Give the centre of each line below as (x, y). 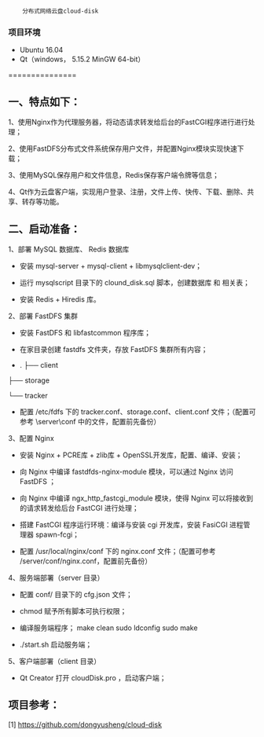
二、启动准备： (44, 229)
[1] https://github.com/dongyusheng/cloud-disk (85, 724)
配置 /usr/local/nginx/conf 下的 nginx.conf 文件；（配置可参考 (117, 551)
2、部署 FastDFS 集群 (43, 316)
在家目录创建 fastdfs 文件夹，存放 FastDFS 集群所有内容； (114, 349)
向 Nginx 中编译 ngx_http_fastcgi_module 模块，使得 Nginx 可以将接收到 (136, 498)
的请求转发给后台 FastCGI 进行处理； (79, 508)
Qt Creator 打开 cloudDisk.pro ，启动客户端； (93, 677)
